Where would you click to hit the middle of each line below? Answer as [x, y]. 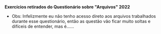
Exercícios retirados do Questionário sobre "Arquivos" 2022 [67, 7]
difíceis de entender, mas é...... [43, 26]
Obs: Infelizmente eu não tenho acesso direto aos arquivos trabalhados [84, 16]
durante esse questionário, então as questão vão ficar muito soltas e [81, 21]
